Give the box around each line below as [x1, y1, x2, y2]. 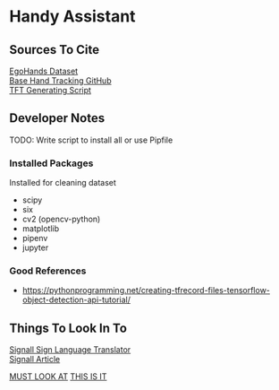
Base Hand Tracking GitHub [9, 75, 112, 86]
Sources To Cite [9, 42, 100, 57]
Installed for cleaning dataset [9, 178, 116, 188]
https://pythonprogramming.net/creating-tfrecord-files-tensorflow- [21, 285, 271, 296]
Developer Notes [9, 110, 106, 126]
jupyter [21, 242, 49, 253]
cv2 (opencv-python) [21, 213, 101, 225]
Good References [9, 264, 87, 277]
